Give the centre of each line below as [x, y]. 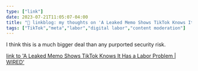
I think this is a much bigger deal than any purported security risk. [86, 45]
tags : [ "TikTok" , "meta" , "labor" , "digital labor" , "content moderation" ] [96, 28]
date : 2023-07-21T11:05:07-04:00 [47, 17]
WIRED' [15, 62]
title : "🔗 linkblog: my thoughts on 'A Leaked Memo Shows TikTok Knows [96, 22]
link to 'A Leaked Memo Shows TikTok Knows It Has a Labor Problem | [91, 56]
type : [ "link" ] [25, 11]
